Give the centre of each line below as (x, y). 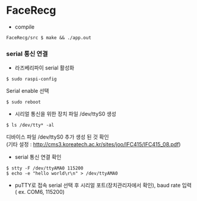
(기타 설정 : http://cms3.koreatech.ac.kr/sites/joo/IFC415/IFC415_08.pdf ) (93, 145)
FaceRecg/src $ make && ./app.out (49, 37)
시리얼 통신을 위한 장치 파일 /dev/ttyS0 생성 (66, 114)
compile (24, 27)
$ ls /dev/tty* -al (30, 125)
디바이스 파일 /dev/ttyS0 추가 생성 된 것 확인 (58, 137)
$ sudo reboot (24, 102)
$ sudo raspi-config (32, 79)
